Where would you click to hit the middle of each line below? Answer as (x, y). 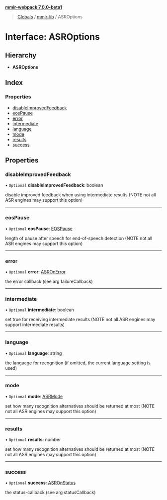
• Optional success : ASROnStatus (41, 483)
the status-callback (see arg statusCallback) (50, 493)
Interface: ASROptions (53, 37)
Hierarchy (21, 55)
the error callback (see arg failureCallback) (49, 281)
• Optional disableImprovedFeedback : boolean (54, 185)
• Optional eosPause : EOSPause (39, 229)
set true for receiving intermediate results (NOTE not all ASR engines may (80, 320)
